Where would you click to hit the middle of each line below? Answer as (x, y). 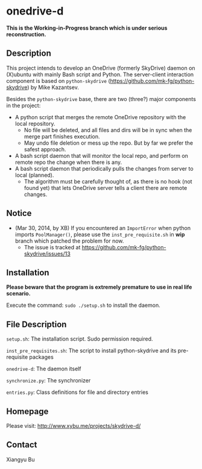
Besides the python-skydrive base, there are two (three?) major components (101, 99)
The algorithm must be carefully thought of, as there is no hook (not (108, 181)
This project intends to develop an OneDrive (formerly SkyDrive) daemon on (101, 68)
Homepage (27, 411)
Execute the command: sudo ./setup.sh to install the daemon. (84, 305)
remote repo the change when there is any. (68, 162)
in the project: (24, 105)
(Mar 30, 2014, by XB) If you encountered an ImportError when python (103, 228)
